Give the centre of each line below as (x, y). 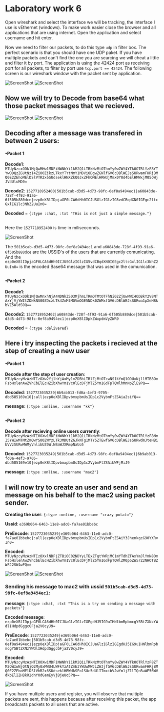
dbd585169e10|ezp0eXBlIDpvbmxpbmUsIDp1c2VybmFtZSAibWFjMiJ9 (68, 463)
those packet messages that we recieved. (70, 106)
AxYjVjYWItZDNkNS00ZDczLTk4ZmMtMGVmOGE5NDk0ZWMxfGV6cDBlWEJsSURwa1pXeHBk (82, 301)
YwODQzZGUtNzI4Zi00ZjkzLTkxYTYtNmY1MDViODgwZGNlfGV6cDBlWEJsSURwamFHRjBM (82, 173)
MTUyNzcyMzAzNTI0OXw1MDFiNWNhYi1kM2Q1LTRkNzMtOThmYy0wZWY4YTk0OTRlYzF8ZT (82, 662)
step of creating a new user (48, 351)
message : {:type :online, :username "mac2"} (52, 472)
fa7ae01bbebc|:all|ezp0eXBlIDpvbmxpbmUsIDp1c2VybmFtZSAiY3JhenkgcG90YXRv (82, 538)
